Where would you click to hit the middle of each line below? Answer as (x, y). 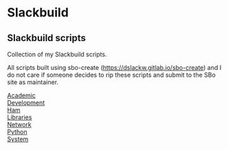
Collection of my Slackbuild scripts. (57, 54)
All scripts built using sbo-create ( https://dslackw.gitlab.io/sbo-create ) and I (114, 67)
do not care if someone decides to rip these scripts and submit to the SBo (112, 75)
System (18, 139)
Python (17, 132)
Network (20, 124)
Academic (22, 95)
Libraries (20, 117)
